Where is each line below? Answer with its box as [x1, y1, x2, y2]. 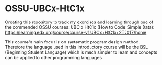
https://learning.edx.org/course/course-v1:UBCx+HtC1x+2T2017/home [5, 29, 147, 35]
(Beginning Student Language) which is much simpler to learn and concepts [5, 49, 157, 55]
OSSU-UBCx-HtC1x [5, 3, 85, 14]
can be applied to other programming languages [5, 54, 102, 60]
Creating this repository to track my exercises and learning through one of [5, 19, 154, 25]
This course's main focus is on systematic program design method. [5, 39, 140, 44]
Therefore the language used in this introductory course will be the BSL [5, 44, 148, 50]
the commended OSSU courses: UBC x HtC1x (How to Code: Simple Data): [5, 24, 155, 30]
